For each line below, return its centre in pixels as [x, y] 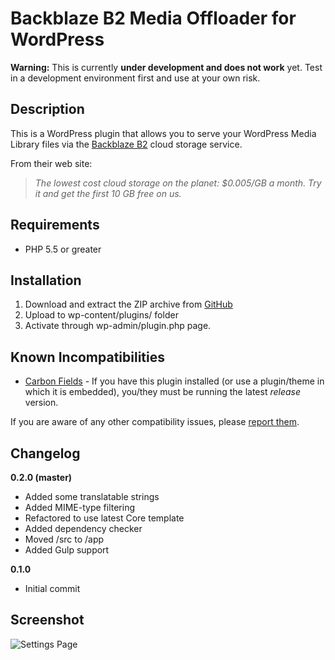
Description [47, 109]
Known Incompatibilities [88, 357]
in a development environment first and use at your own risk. [135, 78]
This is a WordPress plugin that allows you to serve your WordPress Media [163, 133]
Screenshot [47, 620]
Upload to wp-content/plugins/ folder [101, 315]
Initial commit [52, 588]
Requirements [55, 225]
